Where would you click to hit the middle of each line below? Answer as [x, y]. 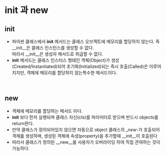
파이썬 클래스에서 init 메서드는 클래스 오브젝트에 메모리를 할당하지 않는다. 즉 [86, 41]
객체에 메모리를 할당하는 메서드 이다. [47, 111]
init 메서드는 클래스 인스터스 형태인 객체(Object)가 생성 [66, 60]
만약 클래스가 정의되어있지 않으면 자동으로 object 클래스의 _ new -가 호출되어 [86, 130]
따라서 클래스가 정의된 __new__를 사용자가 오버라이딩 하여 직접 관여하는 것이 [86, 142]
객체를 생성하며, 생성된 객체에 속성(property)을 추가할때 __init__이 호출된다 [84, 136]
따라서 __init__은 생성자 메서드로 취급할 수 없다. [57, 54]
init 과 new [26, 10]
